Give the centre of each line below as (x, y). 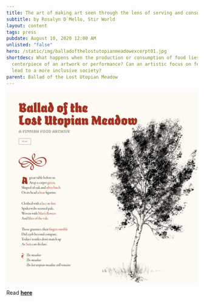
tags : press (21, 32)
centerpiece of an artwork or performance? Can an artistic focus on (101, 64)
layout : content (27, 26)
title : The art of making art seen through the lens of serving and (95, 13)
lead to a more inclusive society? (57, 70)
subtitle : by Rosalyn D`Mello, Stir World (61, 19)
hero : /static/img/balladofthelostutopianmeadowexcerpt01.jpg (87, 52)
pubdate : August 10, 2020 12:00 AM (51, 39)
